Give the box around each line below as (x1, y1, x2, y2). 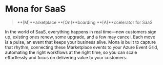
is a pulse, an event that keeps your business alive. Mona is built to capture (5, 39, 156, 45)
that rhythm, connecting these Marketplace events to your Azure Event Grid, (5, 44, 159, 50)
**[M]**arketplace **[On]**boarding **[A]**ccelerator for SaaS (17, 19, 153, 25)
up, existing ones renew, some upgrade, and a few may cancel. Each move (5, 34, 155, 40)
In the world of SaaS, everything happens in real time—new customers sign (5, 29, 157, 34)
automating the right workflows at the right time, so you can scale (5, 49, 138, 55)
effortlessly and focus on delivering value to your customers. (5, 54, 127, 60)
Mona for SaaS (5, 3, 66, 15)
